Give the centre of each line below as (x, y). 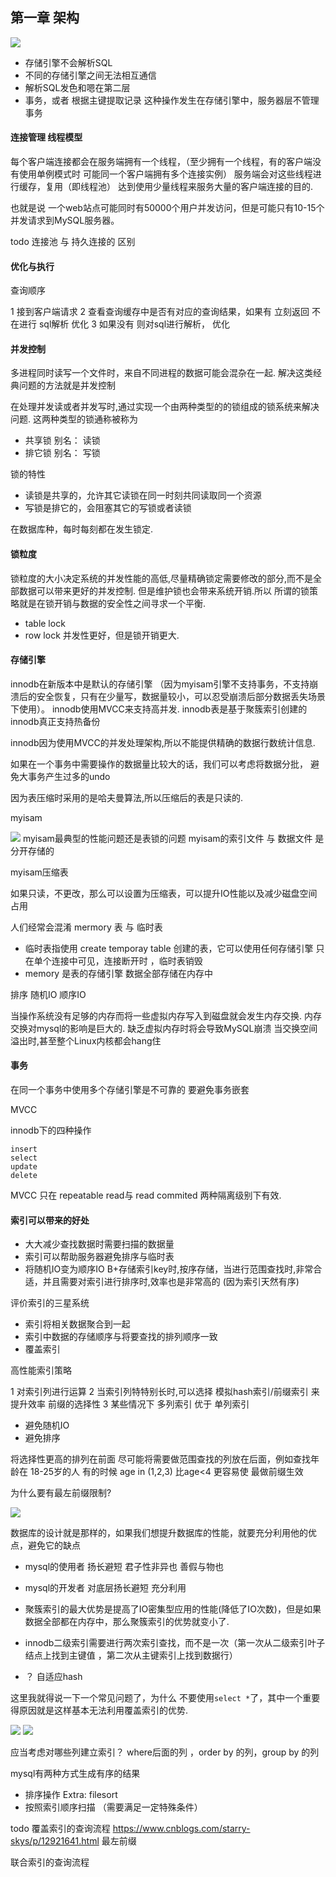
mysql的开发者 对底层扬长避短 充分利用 (105, 1588)
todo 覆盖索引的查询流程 (60, 1829)
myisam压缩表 (39, 872)
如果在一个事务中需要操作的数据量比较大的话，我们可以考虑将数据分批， (159, 764)
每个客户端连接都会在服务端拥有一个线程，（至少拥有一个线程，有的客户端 (161, 162)
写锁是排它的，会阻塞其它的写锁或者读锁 (108, 508)
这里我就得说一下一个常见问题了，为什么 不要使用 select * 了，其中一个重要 (165, 1698)
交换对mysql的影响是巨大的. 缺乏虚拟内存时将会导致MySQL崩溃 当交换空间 (164, 1028)
